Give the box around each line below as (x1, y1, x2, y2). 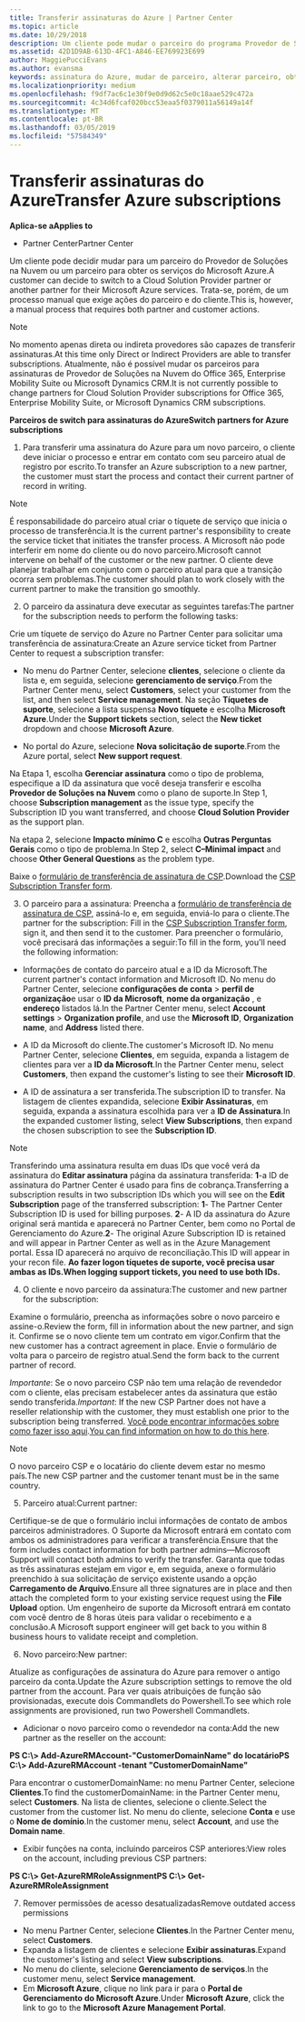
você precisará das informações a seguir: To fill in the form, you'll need (22, 936, 287, 947)
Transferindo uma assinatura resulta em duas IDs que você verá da (9, 1160, 261, 1171)
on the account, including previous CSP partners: (22, 1852, 207, 1864)
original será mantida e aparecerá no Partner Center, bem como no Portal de (9, 1217, 296, 1228)
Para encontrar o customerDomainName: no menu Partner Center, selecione (9, 1777, 295, 1787)
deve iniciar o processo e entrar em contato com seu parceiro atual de (22, 451, 286, 462)
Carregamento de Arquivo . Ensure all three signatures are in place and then (9, 1583, 292, 1594)
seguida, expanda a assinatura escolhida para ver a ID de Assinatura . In (22, 1106, 290, 1116)
